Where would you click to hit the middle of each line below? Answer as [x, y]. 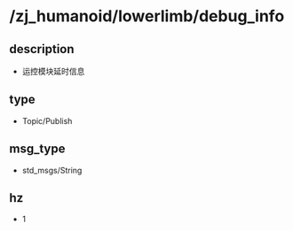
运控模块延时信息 [53, 71]
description [42, 49]
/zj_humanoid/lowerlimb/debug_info [147, 16]
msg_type [37, 149]
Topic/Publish [47, 120]
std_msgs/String [52, 170]
